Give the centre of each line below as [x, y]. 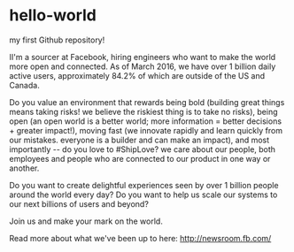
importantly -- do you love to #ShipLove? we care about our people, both [143, 149]
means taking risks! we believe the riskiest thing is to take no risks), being [143, 111]
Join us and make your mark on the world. [86, 221]
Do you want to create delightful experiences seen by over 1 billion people [144, 185]
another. [24, 168]
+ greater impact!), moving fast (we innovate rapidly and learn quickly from [146, 130]
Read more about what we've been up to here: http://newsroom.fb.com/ [140, 238]
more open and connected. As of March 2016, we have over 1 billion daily [143, 66]
